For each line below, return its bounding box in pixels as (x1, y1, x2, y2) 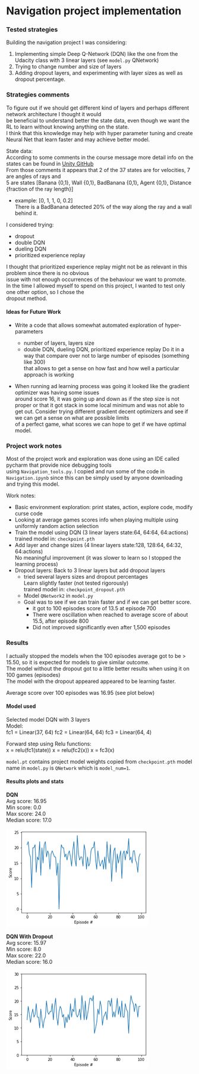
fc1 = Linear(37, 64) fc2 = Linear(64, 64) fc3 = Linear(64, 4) (6, 728, 152, 736)
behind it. (14, 210, 38, 217)
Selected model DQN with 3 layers (6, 716, 90, 723)
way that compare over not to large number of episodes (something (23, 352, 189, 359)
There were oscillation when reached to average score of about (32, 611, 188, 619)
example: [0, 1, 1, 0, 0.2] (14, 196, 73, 204)
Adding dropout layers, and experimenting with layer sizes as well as (14, 70, 183, 77)
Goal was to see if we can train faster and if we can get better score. (23, 598, 192, 605)
